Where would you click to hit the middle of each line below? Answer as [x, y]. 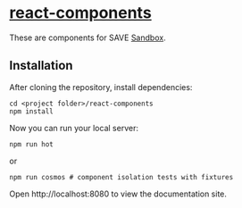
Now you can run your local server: [74, 128]
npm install [31, 111]
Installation [41, 66]
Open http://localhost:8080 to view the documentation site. [118, 194]
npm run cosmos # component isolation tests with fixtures [121, 177]
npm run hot [31, 144]
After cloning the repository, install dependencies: [101, 87]
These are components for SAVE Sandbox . [88, 37]
